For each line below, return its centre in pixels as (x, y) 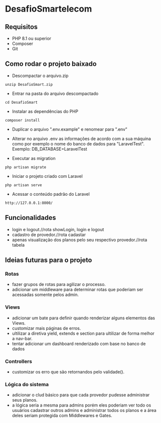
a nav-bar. (22, 338)
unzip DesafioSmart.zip (29, 84)
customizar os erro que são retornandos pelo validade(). (68, 372)
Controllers (19, 361)
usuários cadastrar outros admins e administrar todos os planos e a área (84, 410)
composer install (22, 120)
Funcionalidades (31, 218)
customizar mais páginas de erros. (46, 328)
